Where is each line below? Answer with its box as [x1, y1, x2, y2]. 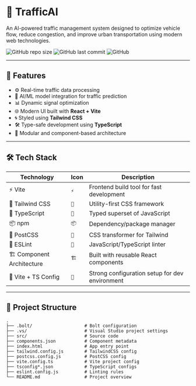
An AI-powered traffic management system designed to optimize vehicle [6, 25, 181, 32]
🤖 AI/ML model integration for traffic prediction [14, 92, 127, 99]
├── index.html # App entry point [6, 343, 129, 350]
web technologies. [6, 37, 51, 44]
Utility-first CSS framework [89, 199, 164, 208]
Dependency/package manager [89, 220, 176, 228]
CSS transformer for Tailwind [89, 230, 169, 239]
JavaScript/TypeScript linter [89, 240, 166, 248]
